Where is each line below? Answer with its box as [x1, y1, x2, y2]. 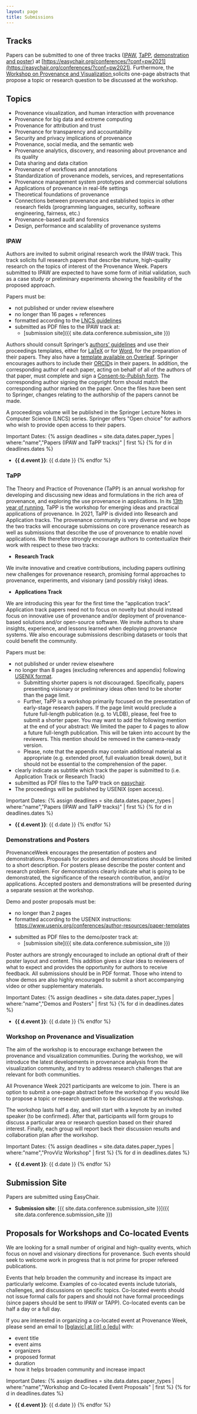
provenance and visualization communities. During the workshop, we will [6, 1052, 183, 1059]
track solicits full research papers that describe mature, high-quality [6, 257, 171, 264]
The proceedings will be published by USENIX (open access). [14, 785, 164, 792]
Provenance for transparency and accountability [14, 128, 132, 136]
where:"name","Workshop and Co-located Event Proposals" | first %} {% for [6, 1383, 191, 1390]
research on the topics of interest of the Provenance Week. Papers [6, 263, 168, 270]
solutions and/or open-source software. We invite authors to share [22, 618, 184, 625]
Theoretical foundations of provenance [14, 191, 109, 198]
